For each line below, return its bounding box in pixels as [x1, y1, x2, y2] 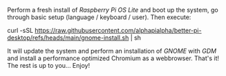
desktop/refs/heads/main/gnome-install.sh [7, 34, 129, 42]
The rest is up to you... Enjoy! [7, 62, 91, 69]
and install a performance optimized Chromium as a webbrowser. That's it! [7, 54, 220, 62]
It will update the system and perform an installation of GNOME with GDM [7, 47, 216, 55]
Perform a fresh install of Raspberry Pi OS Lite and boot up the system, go [7, 6, 219, 14]
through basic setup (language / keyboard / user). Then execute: [7, 13, 191, 21]
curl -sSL [7, 27, 33, 34]
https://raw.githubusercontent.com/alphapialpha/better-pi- [34, 27, 202, 34]
